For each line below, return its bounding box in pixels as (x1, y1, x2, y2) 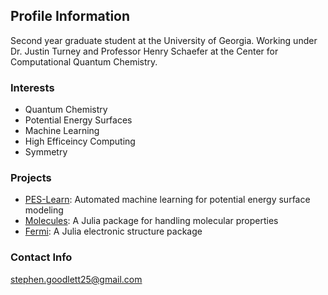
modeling (24, 204, 64, 216)
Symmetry (24, 146, 68, 158)
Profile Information (10, 8, 131, 25)
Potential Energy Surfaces (24, 114, 133, 126)
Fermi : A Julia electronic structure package (24, 225, 203, 238)
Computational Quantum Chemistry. (10, 55, 158, 68)
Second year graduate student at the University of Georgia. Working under (10, 34, 318, 46)
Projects (10, 171, 52, 185)
